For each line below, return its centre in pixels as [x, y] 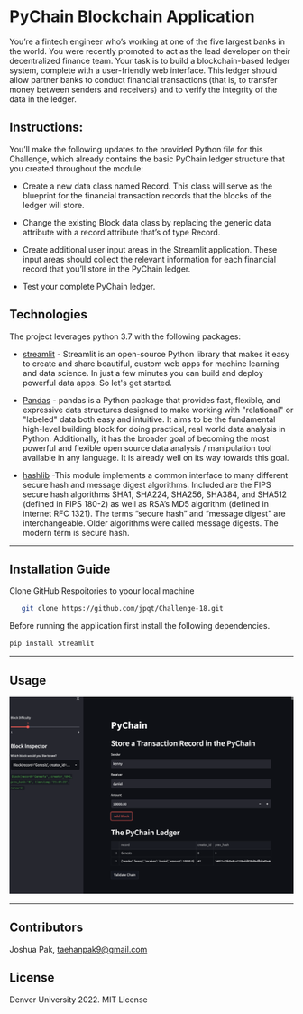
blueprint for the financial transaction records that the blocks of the [147, 195]
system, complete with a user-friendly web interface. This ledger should [143, 70]
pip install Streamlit [52, 644]
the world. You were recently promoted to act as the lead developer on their [150, 51]
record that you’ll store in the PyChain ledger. [106, 269]
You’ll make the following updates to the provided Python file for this [136, 149]
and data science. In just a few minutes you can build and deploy [143, 373]
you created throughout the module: [77, 168]
